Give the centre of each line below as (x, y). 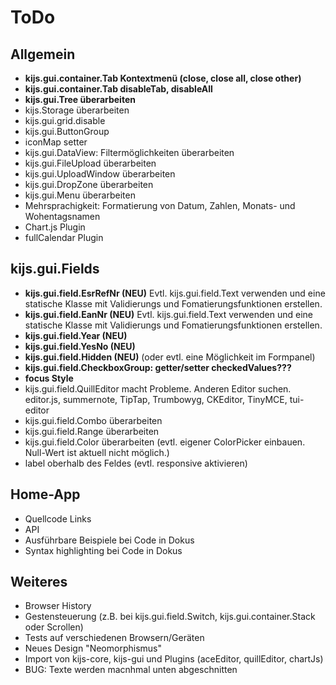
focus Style (49, 378)
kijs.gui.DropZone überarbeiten (89, 184)
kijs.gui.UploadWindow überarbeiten (100, 174)
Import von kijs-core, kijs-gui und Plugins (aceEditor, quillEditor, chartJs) (174, 659)
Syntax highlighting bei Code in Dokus (103, 550)
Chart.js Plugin (55, 227)
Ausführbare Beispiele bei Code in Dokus (109, 540)
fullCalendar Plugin (64, 237)
